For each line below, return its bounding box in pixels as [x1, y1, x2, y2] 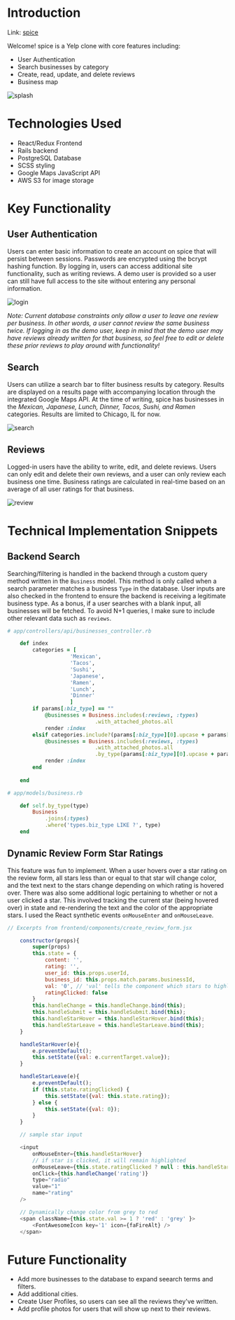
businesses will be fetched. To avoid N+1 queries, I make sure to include [7, 606, 215, 614]
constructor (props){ [20, 937, 80, 944]
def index [20, 640, 49, 647]
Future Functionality [7, 1252, 127, 1267]
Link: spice [7, 28, 38, 36]
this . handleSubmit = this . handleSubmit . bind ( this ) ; [32, 1009, 187, 1016]
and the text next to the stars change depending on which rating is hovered [7, 881, 225, 889]
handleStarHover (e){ [20, 1040, 80, 1048]
